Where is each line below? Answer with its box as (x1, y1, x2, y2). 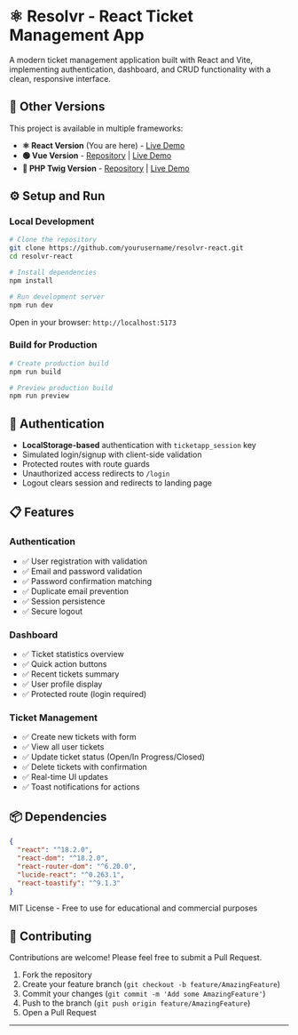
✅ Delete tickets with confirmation (21, 762, 148, 773)
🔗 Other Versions (9, 100, 106, 115)
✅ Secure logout (21, 606, 82, 616)
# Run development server (9, 292, 105, 301)
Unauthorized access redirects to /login (21, 469, 170, 479)
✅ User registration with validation (21, 556, 148, 566)
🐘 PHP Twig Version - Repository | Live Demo (21, 163, 190, 173)
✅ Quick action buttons (21, 659, 107, 670)
